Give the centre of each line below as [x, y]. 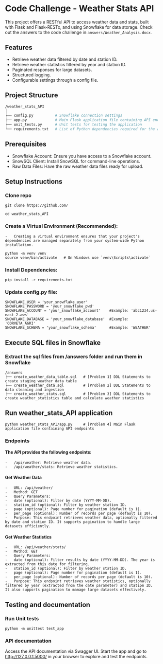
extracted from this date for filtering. [48, 564]
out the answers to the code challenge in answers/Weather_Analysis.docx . [78, 32]
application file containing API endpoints [50, 429]
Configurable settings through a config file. [55, 80]
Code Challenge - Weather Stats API [80, 9]
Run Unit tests [22, 618]
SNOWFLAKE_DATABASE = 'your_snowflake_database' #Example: [67, 319]
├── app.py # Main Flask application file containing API [78, 120]
